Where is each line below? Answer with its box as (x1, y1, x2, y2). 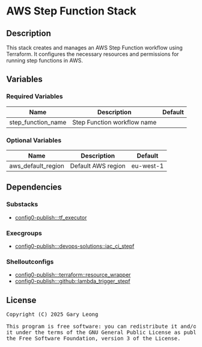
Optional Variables (6, 136, 62, 144)
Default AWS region (70, 161, 126, 170)
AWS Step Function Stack (6, 4, 136, 18)
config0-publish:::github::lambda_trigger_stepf (14, 278, 130, 285)
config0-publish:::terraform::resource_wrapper (14, 271, 131, 278)
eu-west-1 (131, 161, 164, 170)
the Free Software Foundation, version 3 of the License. (6, 335, 181, 342)
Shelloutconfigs (6, 257, 54, 266)
